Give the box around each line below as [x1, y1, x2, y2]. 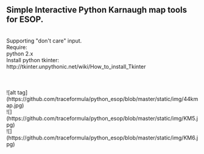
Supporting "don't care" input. [6, 37, 82, 44]
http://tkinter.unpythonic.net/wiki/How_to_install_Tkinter [6, 63, 146, 70]
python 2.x [6, 50, 33, 57]
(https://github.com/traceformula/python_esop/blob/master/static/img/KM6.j [6, 134, 199, 141]
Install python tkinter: [6, 56, 60, 63]
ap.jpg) [6, 102, 24, 109]
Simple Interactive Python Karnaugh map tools [6, 5, 188, 15]
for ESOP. [6, 15, 44, 25]
